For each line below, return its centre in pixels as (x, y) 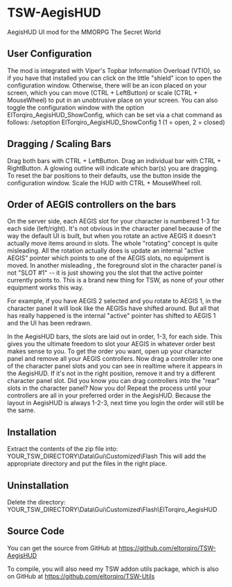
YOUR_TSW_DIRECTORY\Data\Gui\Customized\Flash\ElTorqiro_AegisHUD (112, 509)
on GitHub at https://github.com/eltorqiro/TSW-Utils (81, 576)
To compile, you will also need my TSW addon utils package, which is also (113, 569)
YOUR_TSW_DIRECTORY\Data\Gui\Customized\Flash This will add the (107, 457)
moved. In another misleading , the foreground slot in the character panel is (115, 266)
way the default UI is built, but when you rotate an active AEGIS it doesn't (111, 236)
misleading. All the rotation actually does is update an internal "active (106, 250)
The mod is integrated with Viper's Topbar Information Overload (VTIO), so (114, 70)
